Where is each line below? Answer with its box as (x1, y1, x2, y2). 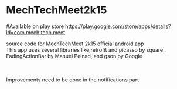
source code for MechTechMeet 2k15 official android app (6, 40, 145, 47)
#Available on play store (6, 23, 64, 30)
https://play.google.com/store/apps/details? (65, 23, 171, 30)
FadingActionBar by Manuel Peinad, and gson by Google (6, 52, 142, 59)
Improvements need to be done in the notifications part (6, 76, 139, 83)
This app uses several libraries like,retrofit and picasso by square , (6, 46, 166, 53)
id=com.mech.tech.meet (6, 29, 66, 35)
